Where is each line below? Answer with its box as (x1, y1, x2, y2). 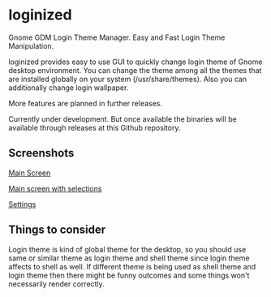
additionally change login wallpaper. (8, 83, 129, 93)
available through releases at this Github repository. (8, 123, 181, 132)
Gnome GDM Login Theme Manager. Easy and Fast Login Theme (8, 32, 226, 42)
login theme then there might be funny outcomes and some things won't (8, 270, 250, 280)
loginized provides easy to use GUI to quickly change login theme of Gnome (8, 57, 263, 67)
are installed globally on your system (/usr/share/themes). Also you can (8, 74, 247, 84)
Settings (8, 199, 37, 209)
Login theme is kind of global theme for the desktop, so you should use (8, 244, 247, 254)
